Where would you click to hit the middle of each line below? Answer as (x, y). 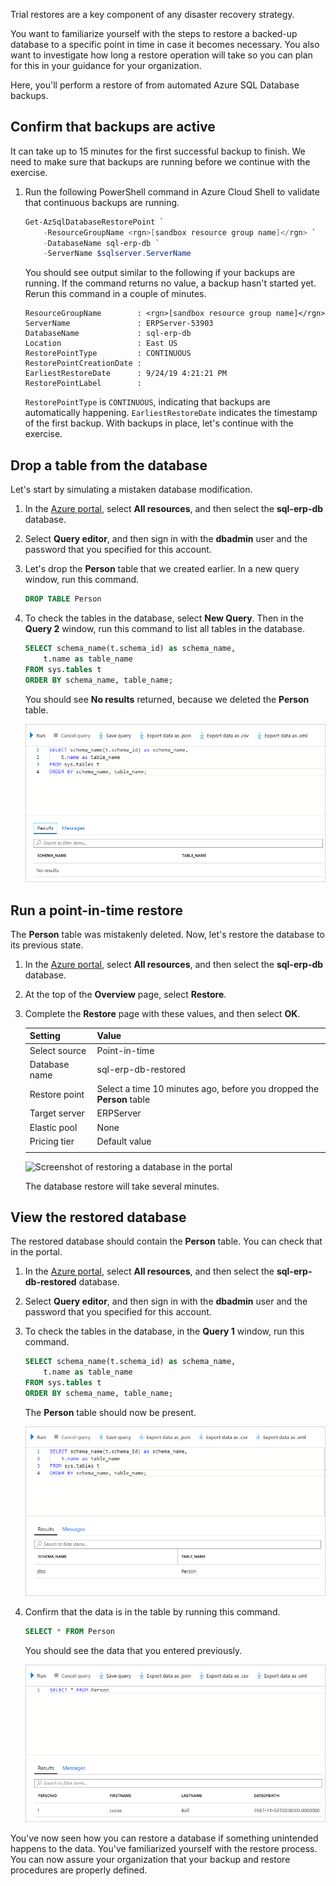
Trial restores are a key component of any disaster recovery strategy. (152, 14)
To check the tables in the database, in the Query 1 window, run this (164, 1331)
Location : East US (101, 344)
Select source (58, 1050)
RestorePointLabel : (83, 384)
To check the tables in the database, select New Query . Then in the (164, 618)
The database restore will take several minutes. (122, 1186)
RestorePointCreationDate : (83, 364)
